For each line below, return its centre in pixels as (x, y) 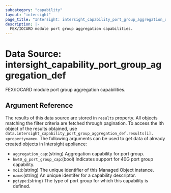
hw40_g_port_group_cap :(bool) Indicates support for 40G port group (83, 159)
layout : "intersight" (28, 15)
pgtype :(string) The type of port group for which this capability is (80, 180)
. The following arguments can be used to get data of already (101, 138)
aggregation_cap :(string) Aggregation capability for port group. (78, 153)
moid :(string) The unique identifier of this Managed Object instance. (83, 170)
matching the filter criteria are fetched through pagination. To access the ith (85, 123)
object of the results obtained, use (41, 128)
